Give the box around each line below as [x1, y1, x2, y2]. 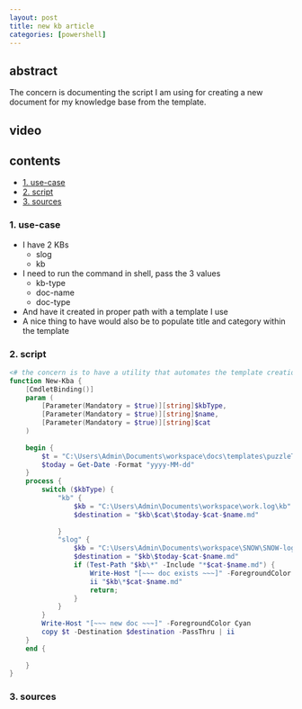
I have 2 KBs [22, 239, 69, 250]
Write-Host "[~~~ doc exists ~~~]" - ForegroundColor [89, 569, 292, 578]
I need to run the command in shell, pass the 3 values [22, 267, 221, 279]
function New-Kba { [9, 376, 83, 385]
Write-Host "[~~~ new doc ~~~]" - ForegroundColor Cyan [41, 619, 252, 628]
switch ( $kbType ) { [41, 485, 115, 495]
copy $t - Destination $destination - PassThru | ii [41, 627, 235, 637]
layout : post [9, 13, 58, 22]
